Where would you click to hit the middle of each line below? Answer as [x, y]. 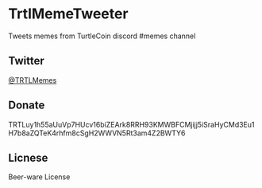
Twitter [27, 61]
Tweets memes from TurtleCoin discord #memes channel [102, 36]
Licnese [28, 157]
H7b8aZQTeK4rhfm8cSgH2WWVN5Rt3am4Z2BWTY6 [97, 133]
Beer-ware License [39, 177]
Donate [27, 106]
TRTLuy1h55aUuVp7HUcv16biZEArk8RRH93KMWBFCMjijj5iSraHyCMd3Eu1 [132, 124]
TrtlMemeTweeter [68, 14]
